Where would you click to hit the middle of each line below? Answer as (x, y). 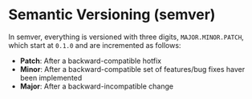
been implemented (51, 77)
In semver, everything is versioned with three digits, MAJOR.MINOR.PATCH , (126, 37)
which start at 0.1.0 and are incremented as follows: (95, 45)
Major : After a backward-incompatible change (97, 86)
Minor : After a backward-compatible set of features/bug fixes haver (132, 69)
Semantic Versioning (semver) (112, 15)
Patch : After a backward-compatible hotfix (91, 61)
